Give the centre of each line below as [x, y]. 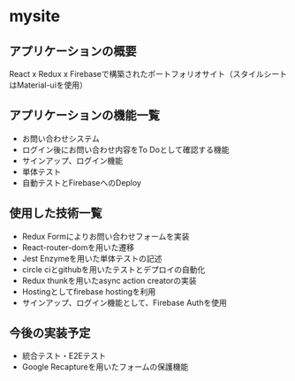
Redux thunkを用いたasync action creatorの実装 [109, 280]
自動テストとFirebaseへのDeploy [81, 182]
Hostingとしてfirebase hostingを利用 [89, 291]
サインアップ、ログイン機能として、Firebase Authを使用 [124, 302]
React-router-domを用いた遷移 [78, 247]
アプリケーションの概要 [73, 51]
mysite [34, 16]
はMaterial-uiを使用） [49, 85]
